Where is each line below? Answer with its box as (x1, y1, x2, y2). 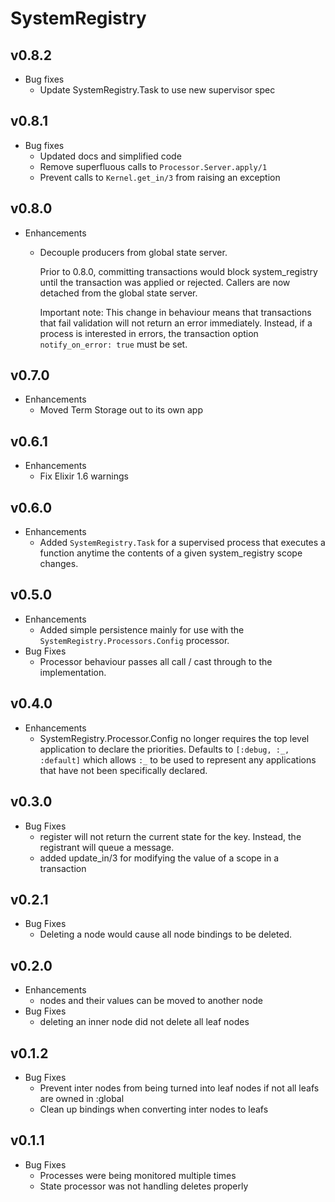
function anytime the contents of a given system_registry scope (39, 547, 303, 559)
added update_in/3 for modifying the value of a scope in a (39, 852, 280, 864)
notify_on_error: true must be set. (39, 338, 188, 350)
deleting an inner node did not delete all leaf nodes (39, 1016, 250, 1028)
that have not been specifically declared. (39, 764, 208, 776)
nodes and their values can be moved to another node (39, 995, 263, 1007)
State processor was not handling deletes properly (39, 1180, 249, 1192)
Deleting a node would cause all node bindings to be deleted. (39, 928, 293, 941)
